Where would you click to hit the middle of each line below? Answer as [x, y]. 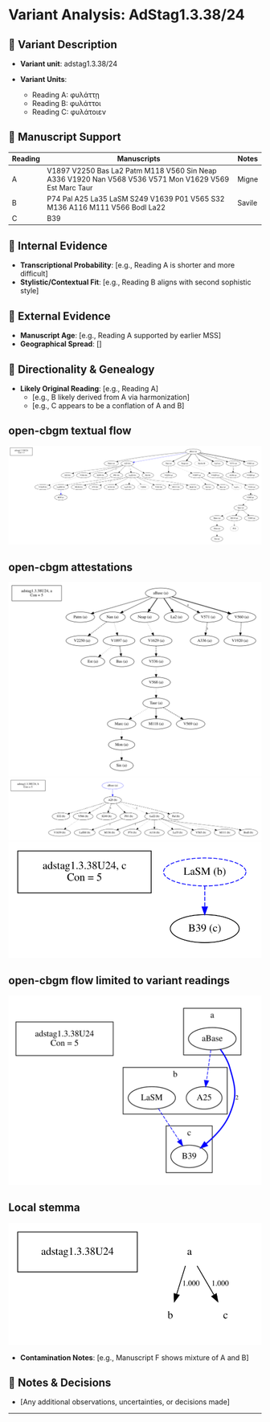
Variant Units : [43, 79]
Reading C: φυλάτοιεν [69, 112]
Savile [247, 203]
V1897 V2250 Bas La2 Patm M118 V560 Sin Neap [132, 170]
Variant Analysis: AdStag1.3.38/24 [127, 15]
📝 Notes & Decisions [60, 1382]
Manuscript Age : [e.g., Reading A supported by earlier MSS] [121, 336]
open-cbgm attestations [71, 567]
